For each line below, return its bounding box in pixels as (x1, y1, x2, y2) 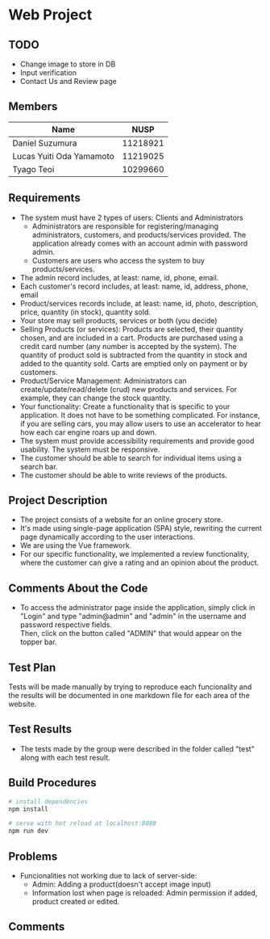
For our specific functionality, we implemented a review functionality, (19, 550, 250, 559)
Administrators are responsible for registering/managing (31, 221, 219, 231)
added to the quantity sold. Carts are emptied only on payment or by (19, 358, 248, 368)
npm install (8, 805, 48, 813)
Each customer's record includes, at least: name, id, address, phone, (19, 281, 248, 291)
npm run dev (8, 827, 48, 836)
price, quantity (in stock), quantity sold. (19, 307, 151, 317)
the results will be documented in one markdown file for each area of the (8, 691, 250, 701)
